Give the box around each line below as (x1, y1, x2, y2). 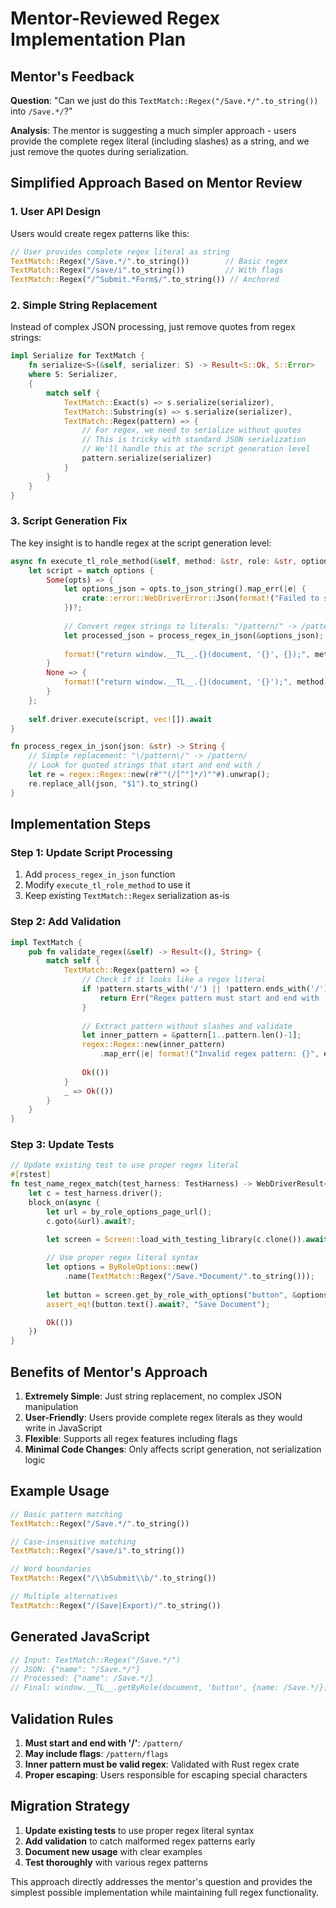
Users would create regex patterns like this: (10, 227, 190, 239)
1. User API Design (10, 205, 102, 219)
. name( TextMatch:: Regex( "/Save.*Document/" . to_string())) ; (63, 1272, 315, 1282)
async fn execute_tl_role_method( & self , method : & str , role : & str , (10, 556, 298, 566)
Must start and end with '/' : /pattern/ (24, 1737, 183, 1749)
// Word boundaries (10, 1564, 92, 1574)
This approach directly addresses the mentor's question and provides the (10, 1875, 313, 1887)
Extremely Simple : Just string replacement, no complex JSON (24, 1390, 282, 1402)
